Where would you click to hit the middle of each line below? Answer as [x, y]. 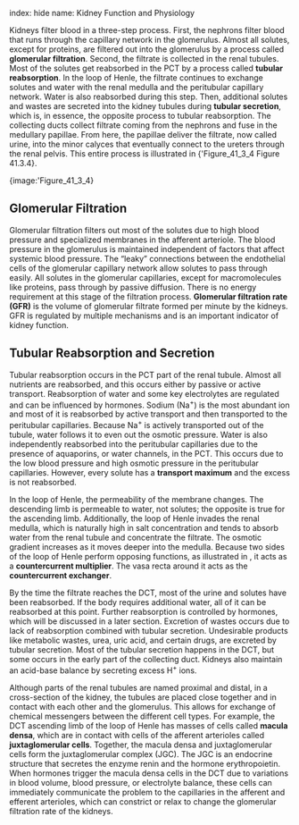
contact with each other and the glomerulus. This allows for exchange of [143, 706]
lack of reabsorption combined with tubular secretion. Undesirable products [149, 630]
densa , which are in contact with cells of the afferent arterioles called [137, 735]
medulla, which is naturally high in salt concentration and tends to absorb [144, 527]
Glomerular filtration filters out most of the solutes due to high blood [134, 230]
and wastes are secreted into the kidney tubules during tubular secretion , [145, 106]
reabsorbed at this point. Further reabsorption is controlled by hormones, [144, 611]
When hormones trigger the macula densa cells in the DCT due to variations [149, 773]
